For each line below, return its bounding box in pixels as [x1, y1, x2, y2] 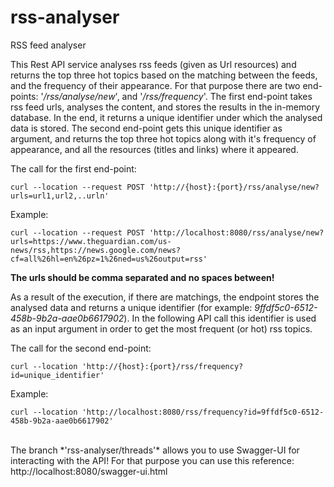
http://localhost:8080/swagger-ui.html [10, 465, 168, 477]
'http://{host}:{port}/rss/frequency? [81, 361, 244, 371]
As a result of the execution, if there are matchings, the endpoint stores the [10, 291, 320, 303]
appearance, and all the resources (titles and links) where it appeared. [10, 143, 299, 155]
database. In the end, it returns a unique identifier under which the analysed [10, 111, 323, 123]
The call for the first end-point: [10, 162, 137, 175]
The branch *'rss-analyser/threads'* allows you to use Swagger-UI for [10, 444, 300, 456]
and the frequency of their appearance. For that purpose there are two [10, 79, 301, 91]
